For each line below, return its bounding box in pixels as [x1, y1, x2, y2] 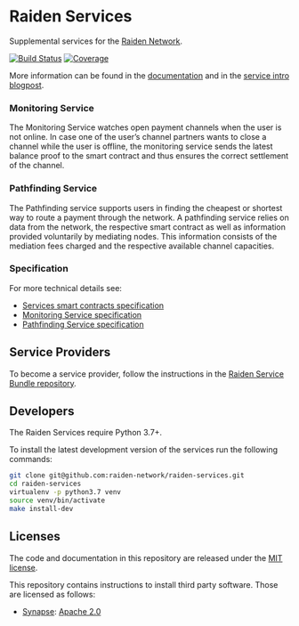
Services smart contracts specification [21, 300, 165, 311]
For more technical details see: [9, 282, 123, 293]
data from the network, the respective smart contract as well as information [9, 221, 287, 232]
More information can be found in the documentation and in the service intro [9, 69, 290, 81]
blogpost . [9, 79, 44, 90]
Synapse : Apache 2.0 [21, 606, 101, 616]
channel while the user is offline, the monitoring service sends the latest [9, 141, 273, 152]
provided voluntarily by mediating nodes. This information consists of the [9, 231, 278, 241]
